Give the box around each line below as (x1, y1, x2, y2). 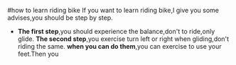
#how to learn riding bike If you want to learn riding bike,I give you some (7, 6, 219, 14)
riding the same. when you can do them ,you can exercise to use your (17, 42, 222, 50)
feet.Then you (17, 49, 59, 58)
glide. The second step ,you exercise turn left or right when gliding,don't (17, 35, 230, 43)
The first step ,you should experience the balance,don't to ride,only (17, 28, 215, 35)
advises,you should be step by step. (7, 13, 114, 22)
